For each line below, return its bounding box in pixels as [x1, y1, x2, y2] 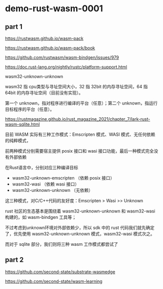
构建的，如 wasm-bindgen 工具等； [5, 214, 77, 220]
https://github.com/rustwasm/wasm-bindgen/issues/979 [5, 54, 119, 60]
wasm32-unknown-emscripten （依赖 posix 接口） [12, 175, 115, 181]
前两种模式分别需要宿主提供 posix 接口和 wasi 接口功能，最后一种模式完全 [5, 148, 154, 154]
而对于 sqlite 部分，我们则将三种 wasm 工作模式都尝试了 [5, 241, 119, 247]
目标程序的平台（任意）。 [5, 106, 55, 112]
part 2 [5, 256, 24, 264]
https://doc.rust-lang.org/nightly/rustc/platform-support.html [5, 64, 127, 70]
